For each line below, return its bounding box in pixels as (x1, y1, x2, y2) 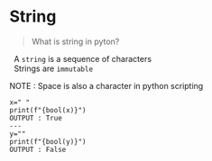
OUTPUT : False (9, 145, 67, 154)
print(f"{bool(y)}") (9, 137, 88, 146)
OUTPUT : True (9, 113, 63, 122)
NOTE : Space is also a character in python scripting (9, 80, 204, 91)
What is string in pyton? (31, 36, 120, 47)
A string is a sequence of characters (13, 53, 152, 64)
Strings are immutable (13, 63, 93, 74)
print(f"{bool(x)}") (9, 105, 88, 114)
